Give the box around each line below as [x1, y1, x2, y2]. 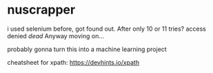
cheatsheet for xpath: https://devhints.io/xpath [7, 58, 140, 66]
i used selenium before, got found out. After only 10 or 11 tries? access [7, 25, 207, 33]
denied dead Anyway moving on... [7, 31, 105, 40]
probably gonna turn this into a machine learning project [7, 45, 167, 53]
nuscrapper [7, 2, 76, 18]
